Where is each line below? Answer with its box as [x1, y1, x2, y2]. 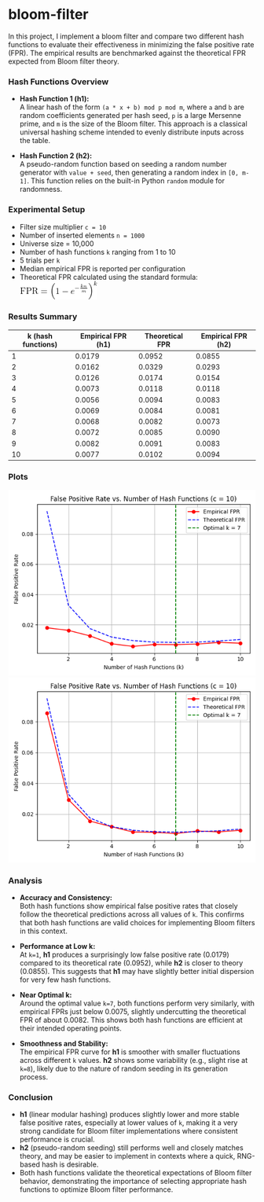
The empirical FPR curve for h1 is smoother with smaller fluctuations [19, 1047, 241, 1057]
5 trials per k [19, 255, 60, 265]
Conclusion [8, 1091, 53, 1102]
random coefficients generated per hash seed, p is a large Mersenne [19, 111, 242, 120]
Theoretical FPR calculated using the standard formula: [19, 272, 198, 281]
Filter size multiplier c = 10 [19, 222, 107, 231]
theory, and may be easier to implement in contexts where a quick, [19, 1152, 236, 1161]
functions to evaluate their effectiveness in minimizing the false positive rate [8, 39, 255, 49]
